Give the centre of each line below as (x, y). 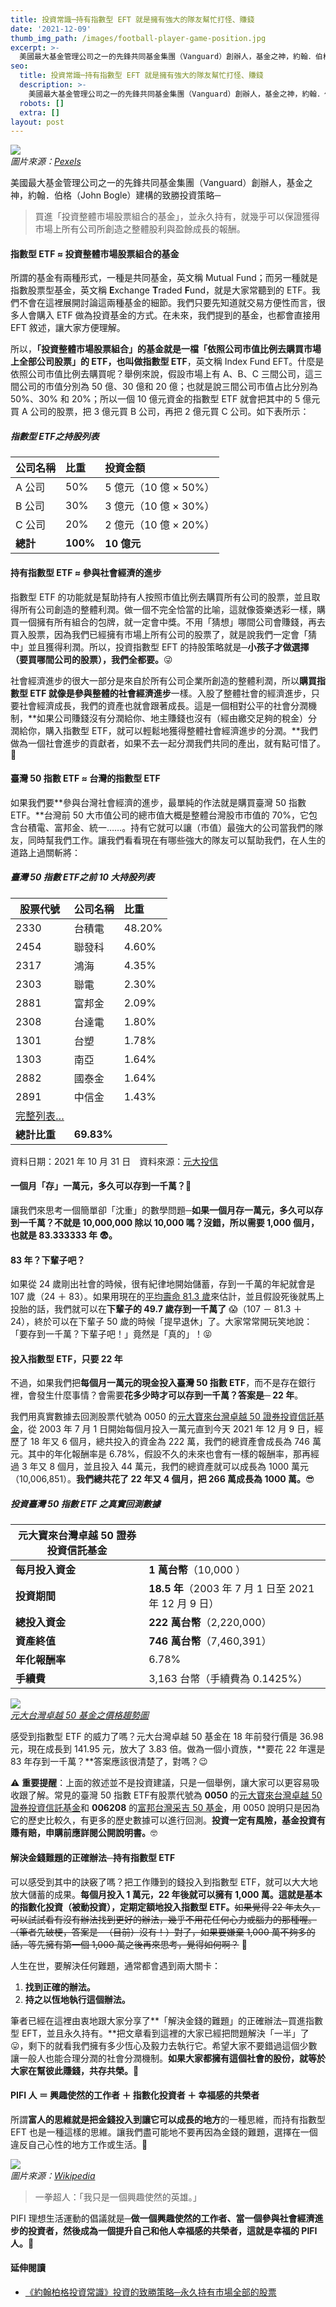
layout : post (37, 122)
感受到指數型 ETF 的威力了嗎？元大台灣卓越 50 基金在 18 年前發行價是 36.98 (167, 1737)
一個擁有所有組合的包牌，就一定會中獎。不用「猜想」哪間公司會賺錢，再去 (172, 622)
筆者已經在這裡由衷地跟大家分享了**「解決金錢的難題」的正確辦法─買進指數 (166, 2020)
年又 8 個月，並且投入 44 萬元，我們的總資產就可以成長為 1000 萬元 (169, 1467)
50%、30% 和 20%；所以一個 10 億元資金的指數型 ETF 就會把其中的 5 (155, 399)
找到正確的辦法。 (60, 1987)
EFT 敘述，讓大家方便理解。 (68, 328)
